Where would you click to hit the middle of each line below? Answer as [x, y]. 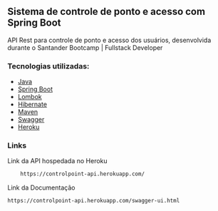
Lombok [30, 97]
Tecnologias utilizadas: [48, 66]
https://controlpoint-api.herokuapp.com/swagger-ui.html [94, 201]
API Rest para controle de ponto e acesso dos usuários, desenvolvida [109, 40]
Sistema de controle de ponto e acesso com [106, 12]
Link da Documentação [41, 187]
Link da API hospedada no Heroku [58, 161]
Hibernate [32, 104]
